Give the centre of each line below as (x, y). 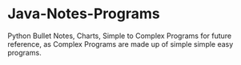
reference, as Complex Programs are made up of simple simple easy (120, 44)
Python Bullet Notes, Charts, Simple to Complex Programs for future (120, 36)
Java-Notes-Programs (84, 14)
